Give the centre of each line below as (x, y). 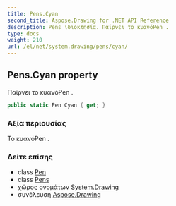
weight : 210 (25, 40)
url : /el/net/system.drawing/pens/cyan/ (68, 47)
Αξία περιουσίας (37, 123)
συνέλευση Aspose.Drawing (59, 195)
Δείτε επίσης (30, 157)
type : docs (23, 34)
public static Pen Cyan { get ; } (57, 105)
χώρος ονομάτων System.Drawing (68, 187)
